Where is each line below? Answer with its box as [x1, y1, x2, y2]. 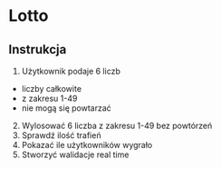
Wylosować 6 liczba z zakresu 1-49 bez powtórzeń [21, 120, 213, 131]
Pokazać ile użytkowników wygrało [21, 140, 153, 150]
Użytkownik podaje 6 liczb [21, 65, 121, 76]
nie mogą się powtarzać [21, 103, 112, 114]
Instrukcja [8, 42, 67, 57]
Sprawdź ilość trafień [21, 130, 101, 141]
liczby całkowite [21, 84, 82, 94]
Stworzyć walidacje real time [21, 149, 130, 160]
